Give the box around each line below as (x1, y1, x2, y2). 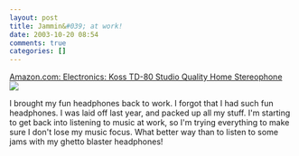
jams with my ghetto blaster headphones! (9, 136, 164, 147)
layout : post (9, 13, 59, 23)
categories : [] (9, 47, 67, 56)
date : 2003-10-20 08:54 (9, 30, 99, 39)
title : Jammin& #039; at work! (9, 22, 124, 31)
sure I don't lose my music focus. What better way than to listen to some (9, 127, 278, 138)
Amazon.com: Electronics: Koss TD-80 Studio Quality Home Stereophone (9, 71, 283, 82)
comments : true (9, 38, 67, 48)
